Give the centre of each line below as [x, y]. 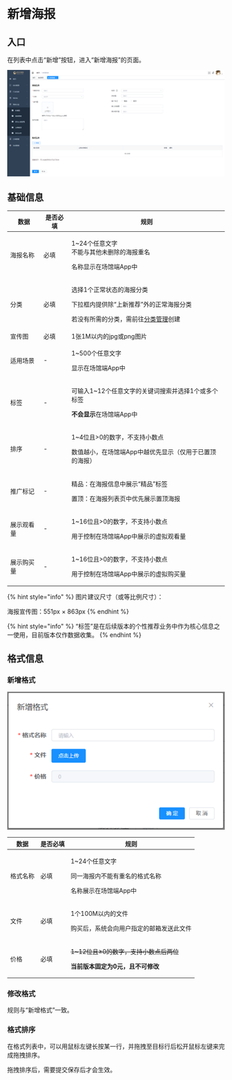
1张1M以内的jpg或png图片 [109, 336]
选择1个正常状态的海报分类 [110, 290]
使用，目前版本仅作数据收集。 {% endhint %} [77, 635]
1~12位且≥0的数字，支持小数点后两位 [125, 951]
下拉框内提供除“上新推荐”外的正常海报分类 [132, 305]
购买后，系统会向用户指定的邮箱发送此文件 [131, 928]
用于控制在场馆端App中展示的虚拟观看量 [129, 536]
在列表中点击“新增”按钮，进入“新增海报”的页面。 [76, 60]
